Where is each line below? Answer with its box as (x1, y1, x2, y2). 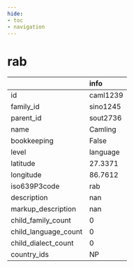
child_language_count (10, 227, 82, 237)
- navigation (7, 23, 45, 30)
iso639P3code (10, 181, 60, 191)
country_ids (10, 250, 49, 260)
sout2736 (89, 113, 122, 123)
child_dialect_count (10, 239, 74, 248)
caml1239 (89, 90, 124, 100)
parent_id (10, 113, 42, 123)
